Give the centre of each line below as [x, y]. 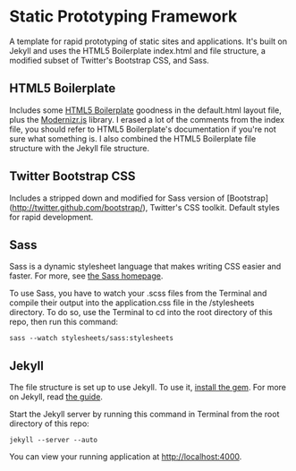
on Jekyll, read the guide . [56, 397]
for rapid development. [51, 217]
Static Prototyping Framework [123, 17]
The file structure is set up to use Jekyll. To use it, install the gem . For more [148, 388]
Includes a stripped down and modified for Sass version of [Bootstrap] [139, 198]
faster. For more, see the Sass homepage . [86, 276]
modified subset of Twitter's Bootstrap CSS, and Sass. [110, 60]
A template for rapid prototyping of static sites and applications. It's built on [148, 41]
